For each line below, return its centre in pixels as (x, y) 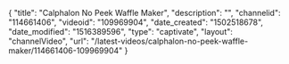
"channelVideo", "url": (49, 41)
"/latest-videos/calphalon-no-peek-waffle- (170, 41)
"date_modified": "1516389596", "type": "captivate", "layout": (121, 32)
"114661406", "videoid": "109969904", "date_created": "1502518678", (136, 22)
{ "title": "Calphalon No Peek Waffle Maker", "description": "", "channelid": (144, 13)
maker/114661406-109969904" (66, 51)
